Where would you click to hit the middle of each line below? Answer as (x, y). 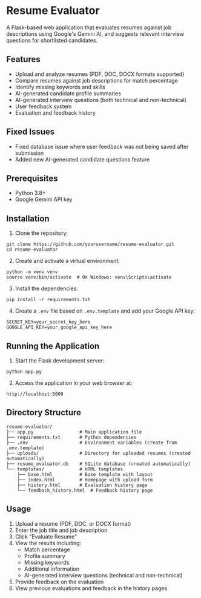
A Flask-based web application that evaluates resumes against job (89, 27)
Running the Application (53, 346)
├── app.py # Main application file (74, 432)
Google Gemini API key (44, 199)
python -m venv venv (32, 272)
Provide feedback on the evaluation (59, 582)
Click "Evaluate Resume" (46, 536)
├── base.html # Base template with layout (85, 474)
